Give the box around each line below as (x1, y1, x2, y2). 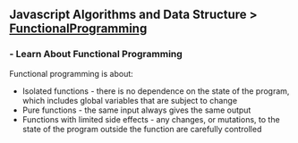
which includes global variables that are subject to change (21, 95, 238, 105)
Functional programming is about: (9, 68, 134, 79)
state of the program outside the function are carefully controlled (21, 123, 262, 134)
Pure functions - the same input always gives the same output (21, 105, 251, 115)
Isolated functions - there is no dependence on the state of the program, (21, 85, 290, 97)
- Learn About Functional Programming (9, 48, 183, 61)
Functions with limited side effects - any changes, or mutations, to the (21, 114, 280, 124)
